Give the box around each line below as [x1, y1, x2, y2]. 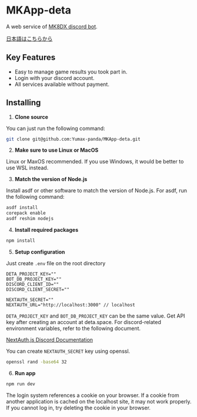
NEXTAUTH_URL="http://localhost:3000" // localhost [6, 302, 135, 308]
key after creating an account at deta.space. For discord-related [6, 318, 162, 325]
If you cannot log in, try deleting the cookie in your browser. [6, 404, 151, 411]
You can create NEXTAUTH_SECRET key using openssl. [6, 348, 131, 355]
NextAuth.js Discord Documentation [6, 336, 93, 343]
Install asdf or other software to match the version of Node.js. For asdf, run [6, 187, 187, 194]
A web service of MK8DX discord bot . [6, 23, 98, 30]
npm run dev [6, 381, 35, 387]
